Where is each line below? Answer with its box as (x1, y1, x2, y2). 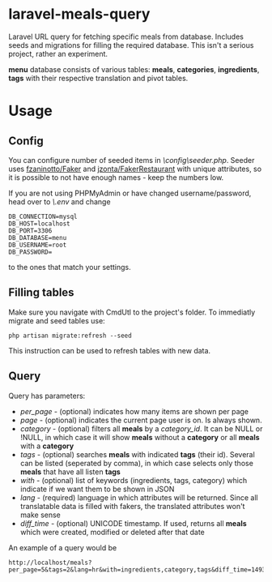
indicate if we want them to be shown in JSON (19, 484, 175, 494)
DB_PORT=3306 (8, 226, 53, 235)
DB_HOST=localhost (8, 220, 70, 228)
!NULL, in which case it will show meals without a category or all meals (19, 432, 261, 442)
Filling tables (8, 285, 74, 300)
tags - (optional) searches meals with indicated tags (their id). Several (19, 449, 255, 459)
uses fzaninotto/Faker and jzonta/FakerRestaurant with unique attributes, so (8, 164, 261, 173)
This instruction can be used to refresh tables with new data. (8, 345, 211, 355)
